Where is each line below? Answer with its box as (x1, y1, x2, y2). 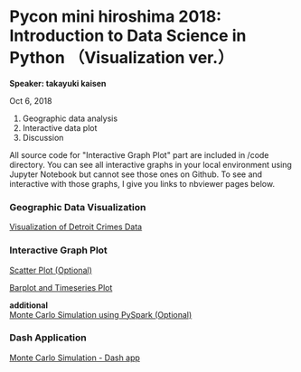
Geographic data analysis (22, 113, 118, 124)
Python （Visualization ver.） (9, 48, 234, 69)
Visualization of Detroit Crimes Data (9, 221, 143, 232)
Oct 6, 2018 (9, 95, 52, 106)
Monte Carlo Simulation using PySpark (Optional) (9, 309, 193, 320)
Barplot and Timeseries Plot (9, 282, 113, 293)
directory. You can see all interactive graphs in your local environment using (9, 159, 292, 170)
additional (9, 300, 48, 311)
